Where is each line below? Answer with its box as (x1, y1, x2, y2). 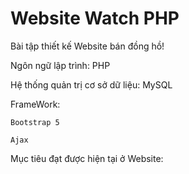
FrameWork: (10, 98, 61, 110)
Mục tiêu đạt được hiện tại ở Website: (10, 152, 164, 164)
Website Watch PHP (10, 7, 180, 30)
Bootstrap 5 (10, 117, 60, 127)
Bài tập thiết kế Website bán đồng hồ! (10, 40, 165, 52)
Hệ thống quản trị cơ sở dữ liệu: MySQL (10, 78, 173, 91)
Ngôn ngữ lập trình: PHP (10, 59, 111, 71)
